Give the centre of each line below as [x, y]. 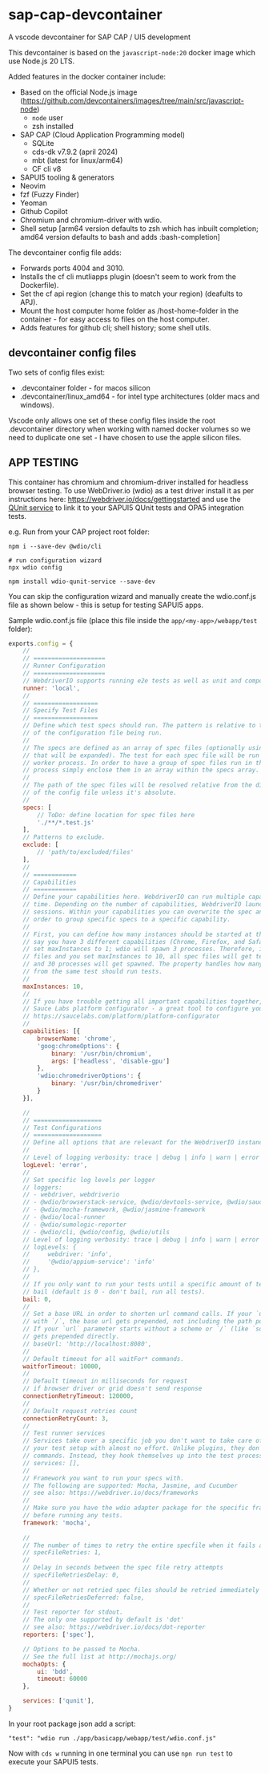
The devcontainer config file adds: [65, 252]
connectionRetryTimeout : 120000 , [78, 1396]
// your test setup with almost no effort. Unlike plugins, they [134, 1448]
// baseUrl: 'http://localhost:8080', [87, 1344]
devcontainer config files [72, 353]
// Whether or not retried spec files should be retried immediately [141, 1590]
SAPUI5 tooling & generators [67, 177]
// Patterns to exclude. [64, 837]
